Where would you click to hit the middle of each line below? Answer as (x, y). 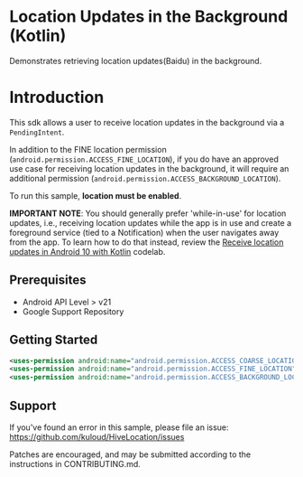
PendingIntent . (37, 132)
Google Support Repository (73, 311)
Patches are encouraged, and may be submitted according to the (130, 454)
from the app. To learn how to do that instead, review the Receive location (147, 242)
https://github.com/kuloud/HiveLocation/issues (97, 436)
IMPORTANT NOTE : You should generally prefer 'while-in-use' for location (148, 213)
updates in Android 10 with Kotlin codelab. (87, 251)
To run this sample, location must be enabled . (96, 195)
